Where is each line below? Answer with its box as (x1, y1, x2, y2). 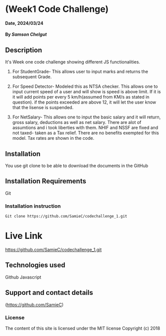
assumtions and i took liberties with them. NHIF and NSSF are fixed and (12, 125, 159, 131)
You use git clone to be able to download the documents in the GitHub (5, 163, 149, 168)
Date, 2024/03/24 (5, 20, 44, 26)
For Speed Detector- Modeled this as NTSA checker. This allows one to (12, 83, 158, 90)
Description (5, 46, 42, 54)
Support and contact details (5, 288, 93, 297)
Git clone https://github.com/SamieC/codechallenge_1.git (5, 214, 127, 219)
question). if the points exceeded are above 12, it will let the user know (12, 99, 157, 105)
